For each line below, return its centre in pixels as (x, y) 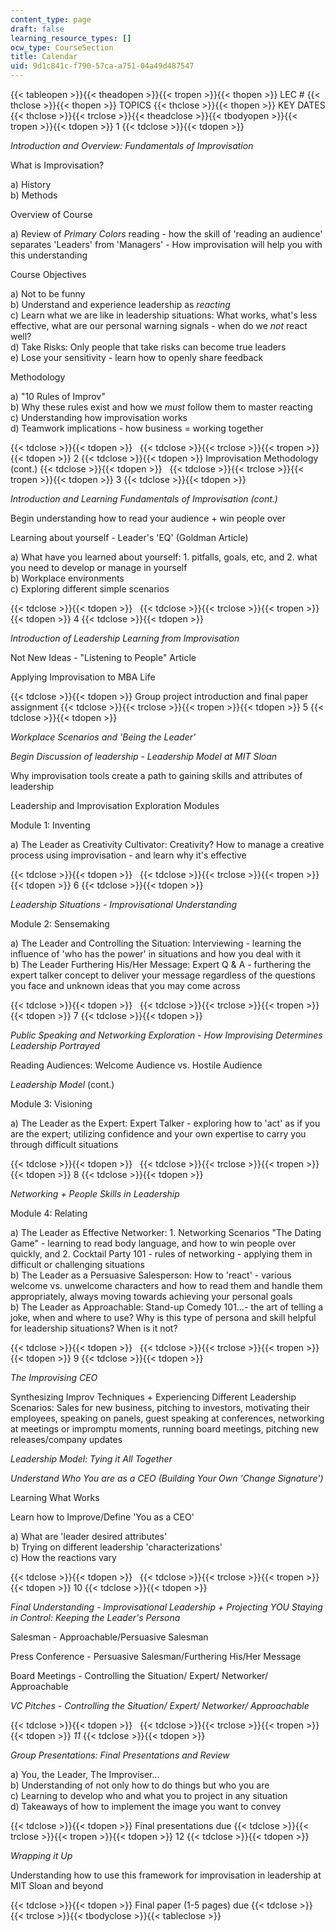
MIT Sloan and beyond (57, 1885)
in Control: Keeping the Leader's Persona (95, 1617)
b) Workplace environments (67, 578)
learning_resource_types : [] (71, 38)
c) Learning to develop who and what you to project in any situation (149, 1795)
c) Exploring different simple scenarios (90, 589)
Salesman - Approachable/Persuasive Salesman (109, 1637)
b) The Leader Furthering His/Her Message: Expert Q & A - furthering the (161, 964)
